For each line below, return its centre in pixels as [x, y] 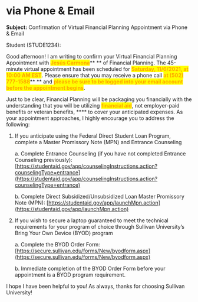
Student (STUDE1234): [34, 45]
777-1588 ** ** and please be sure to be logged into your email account [95, 82]
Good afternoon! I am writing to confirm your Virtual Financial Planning [92, 56]
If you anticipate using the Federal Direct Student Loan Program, [93, 136]
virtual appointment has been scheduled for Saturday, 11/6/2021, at [106, 69]
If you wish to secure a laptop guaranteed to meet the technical [92, 220]
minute [14, 69]
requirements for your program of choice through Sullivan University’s [99, 226]
